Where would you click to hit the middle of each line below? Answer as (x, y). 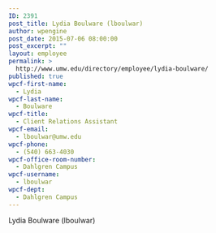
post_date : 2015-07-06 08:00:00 (63, 39)
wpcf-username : (34, 175)
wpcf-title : (28, 114)
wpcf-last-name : (36, 99)
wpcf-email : (28, 129)
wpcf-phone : (28, 144)
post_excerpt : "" (38, 46)
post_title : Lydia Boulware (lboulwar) (76, 24)
